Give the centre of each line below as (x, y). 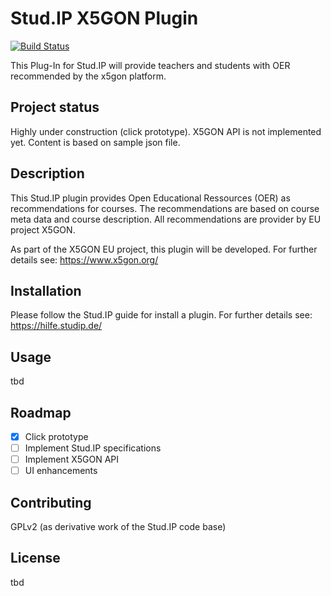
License (35, 558)
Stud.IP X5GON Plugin (104, 18)
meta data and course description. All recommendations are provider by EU (166, 219)
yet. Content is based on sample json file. (95, 142)
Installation (46, 290)
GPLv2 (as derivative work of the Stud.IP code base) (118, 527)
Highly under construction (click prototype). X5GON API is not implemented (166, 131)
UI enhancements (61, 471)
